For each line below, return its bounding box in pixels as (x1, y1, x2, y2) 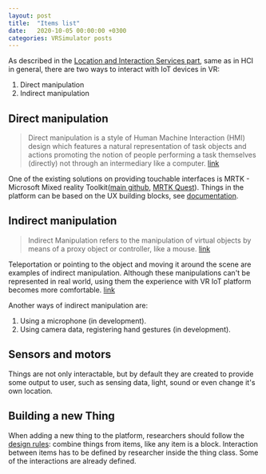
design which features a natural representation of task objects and (27, 142, 247, 151)
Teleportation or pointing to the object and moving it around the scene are (8, 259, 252, 269)
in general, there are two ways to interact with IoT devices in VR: (8, 65, 220, 74)
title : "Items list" (8, 19, 81, 27)
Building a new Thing (8, 409, 116, 423)
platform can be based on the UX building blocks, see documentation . (8, 191, 239, 201)
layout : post (8, 11, 52, 20)
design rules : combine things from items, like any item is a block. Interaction (8, 439, 258, 448)
